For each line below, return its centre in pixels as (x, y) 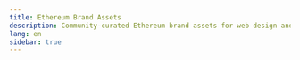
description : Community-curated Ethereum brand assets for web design (143, 26)
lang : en (25, 34)
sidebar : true (36, 42)
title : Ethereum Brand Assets (66, 17)
